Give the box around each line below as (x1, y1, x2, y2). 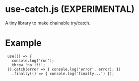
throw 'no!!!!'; (11, 62, 46, 68)
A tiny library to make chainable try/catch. (5, 20, 91, 26)
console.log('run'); (11, 58, 55, 63)
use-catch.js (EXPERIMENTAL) (5, 3, 135, 15)
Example (5, 37, 42, 49)
